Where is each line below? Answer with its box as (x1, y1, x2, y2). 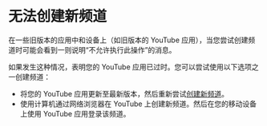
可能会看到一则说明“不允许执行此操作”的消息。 (22, 45, 176, 54)
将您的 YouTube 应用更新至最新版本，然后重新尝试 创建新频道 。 (19, 89, 229, 98)
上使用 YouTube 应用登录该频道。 (19, 108, 131, 118)
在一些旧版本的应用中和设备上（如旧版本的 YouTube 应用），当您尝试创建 (8, 35, 249, 45)
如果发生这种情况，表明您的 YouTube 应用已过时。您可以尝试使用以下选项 (8, 61, 253, 72)
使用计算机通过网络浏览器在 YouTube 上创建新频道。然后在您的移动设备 (19, 99, 257, 108)
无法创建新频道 (8, 7, 107, 26)
